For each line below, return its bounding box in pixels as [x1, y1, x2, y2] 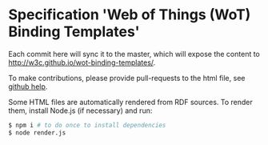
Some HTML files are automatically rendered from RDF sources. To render [8, 97, 254, 107]
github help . [8, 82, 48, 91]
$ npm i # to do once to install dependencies [8, 121, 166, 129]
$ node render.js [8, 128, 66, 137]
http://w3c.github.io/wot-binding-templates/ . [8, 58, 156, 67]
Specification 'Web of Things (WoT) [8, 6, 251, 24]
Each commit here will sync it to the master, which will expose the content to [8, 49, 260, 58]
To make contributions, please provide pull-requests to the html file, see [8, 73, 246, 83]
